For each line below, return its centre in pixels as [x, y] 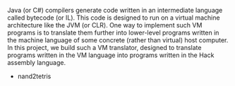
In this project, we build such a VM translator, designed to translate [104, 48]
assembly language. [36, 62]
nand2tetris [34, 76]
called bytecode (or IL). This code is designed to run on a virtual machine [114, 18]
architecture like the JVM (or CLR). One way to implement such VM [105, 25]
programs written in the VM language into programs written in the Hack [111, 55]
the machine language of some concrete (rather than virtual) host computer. [118, 40]
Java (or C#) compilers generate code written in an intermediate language [115, 10]
